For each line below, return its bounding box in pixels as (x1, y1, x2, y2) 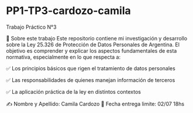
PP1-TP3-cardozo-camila (6, 4, 132, 18)
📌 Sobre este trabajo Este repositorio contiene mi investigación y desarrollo (6, 35, 188, 42)
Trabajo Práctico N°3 (6, 23, 57, 30)
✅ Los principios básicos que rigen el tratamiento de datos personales (6, 64, 175, 71)
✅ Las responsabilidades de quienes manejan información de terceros (6, 76, 175, 83)
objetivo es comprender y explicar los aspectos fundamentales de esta (6, 47, 177, 54)
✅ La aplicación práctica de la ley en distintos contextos (6, 88, 142, 95)
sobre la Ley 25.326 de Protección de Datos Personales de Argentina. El (6, 41, 180, 48)
